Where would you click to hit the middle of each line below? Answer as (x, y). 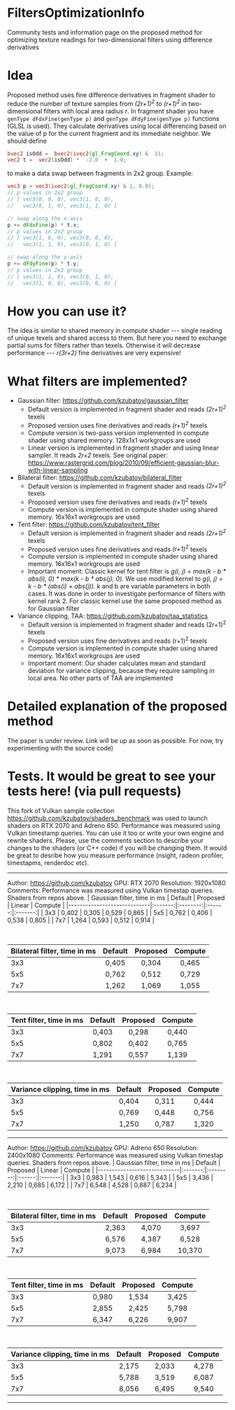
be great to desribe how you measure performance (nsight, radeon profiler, (115, 855)
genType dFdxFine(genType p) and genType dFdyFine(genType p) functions (113, 118)
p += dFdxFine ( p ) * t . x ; (43, 225)
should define (27, 141)
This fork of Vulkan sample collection (61, 810)
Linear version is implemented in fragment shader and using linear (123, 448)
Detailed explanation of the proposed (117, 706)
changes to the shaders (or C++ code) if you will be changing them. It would (117, 848)
